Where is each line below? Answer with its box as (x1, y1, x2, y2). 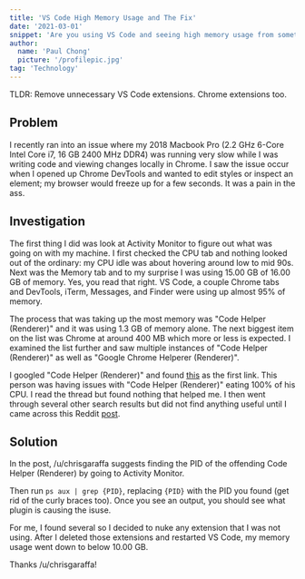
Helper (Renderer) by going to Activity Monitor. (9, 468, 185, 479)
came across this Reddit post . (9, 407, 121, 418)
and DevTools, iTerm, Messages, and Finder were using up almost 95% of (9, 286, 286, 297)
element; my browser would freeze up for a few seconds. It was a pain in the (9, 178, 296, 189)
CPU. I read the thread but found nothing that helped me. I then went (9, 388, 266, 399)
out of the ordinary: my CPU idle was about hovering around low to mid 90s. (9, 257, 294, 268)
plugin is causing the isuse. (9, 505, 112, 515)
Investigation (9, 214, 86, 230)
